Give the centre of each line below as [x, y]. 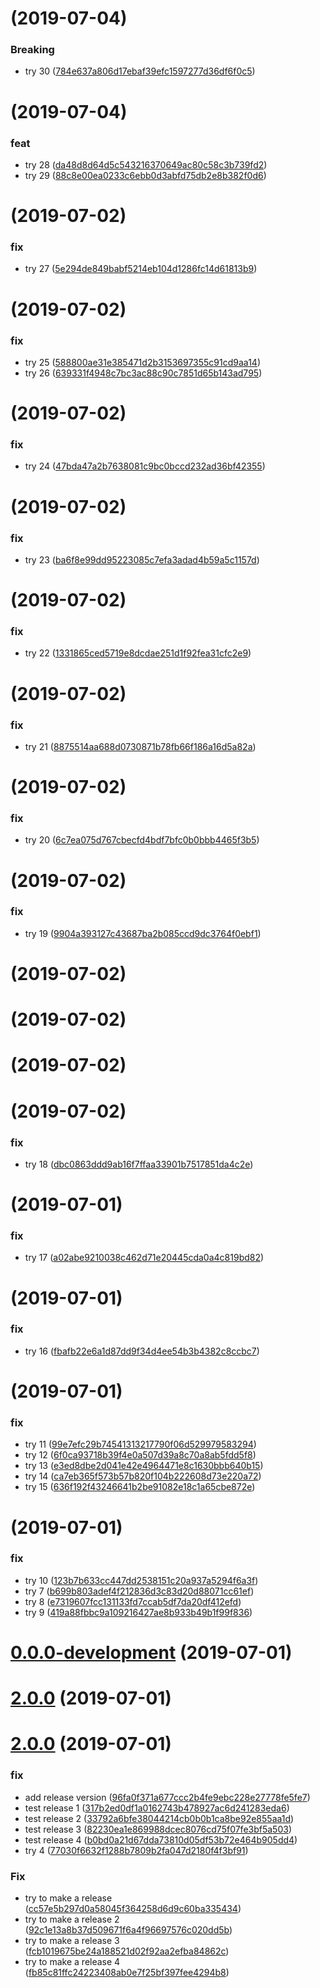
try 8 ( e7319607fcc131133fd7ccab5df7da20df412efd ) [133, 1601]
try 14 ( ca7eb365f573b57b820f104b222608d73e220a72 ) [143, 1476]
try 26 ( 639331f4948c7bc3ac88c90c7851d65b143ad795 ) [143, 373]
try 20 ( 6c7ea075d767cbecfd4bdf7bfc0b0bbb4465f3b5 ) [142, 840]
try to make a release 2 [72, 1919]
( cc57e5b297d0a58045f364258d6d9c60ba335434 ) [133, 1908]
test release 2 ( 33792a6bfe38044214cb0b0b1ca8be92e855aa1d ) [159, 1818]
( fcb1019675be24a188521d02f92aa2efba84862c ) [127, 1951]
